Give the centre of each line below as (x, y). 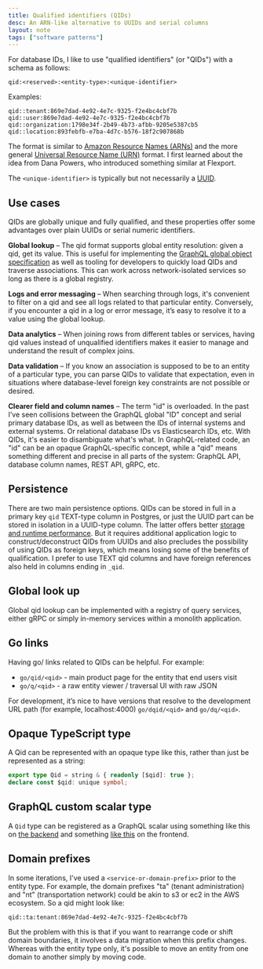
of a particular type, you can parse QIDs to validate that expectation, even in (131, 374)
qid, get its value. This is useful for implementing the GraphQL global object (130, 254)
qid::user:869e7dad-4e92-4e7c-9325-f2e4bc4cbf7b (89, 118)
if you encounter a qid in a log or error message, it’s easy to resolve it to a (127, 311)
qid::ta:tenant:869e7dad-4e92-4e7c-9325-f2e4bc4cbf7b (98, 917)
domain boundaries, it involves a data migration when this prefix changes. (128, 940)
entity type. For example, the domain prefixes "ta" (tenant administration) (126, 886)
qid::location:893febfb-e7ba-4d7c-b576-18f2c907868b (96, 132)
